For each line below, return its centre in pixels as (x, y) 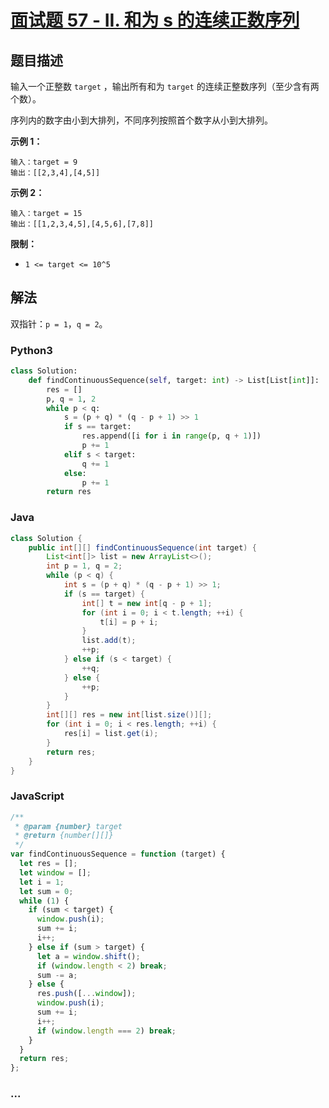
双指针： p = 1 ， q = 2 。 (59, 323)
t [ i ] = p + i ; (129, 622)
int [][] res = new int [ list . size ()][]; (129, 715)
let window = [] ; (55, 872)
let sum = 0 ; (46, 891)
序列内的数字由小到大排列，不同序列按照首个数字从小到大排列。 (141, 120)
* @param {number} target (68, 826)
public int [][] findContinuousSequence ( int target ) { (142, 547)
